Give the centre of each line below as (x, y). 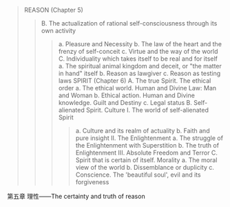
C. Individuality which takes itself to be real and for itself (138, 59)
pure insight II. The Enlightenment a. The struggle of (149, 138)
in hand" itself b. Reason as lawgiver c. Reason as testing (139, 73)
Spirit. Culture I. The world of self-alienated (147, 110)
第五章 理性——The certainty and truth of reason (76, 196)
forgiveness (92, 182)
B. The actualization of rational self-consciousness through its (129, 23)
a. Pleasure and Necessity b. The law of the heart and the (140, 44)
